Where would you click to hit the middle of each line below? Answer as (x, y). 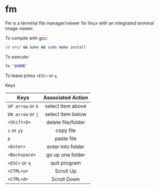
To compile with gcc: (27, 38)
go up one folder (66, 154)
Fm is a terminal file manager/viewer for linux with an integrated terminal (79, 23)
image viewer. (19, 28)
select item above (65, 106)
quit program (66, 162)
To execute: (17, 56)
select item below (65, 114)
